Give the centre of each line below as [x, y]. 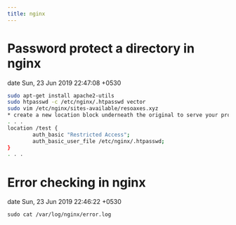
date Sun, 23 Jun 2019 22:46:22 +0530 [64, 202]
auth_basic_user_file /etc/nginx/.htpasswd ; [99, 141]
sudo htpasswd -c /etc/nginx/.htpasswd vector [77, 102]
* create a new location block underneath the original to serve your [113, 115]
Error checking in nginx [77, 182]
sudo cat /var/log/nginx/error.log [59, 214]
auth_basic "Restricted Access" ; [81, 135]
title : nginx [26, 14]
